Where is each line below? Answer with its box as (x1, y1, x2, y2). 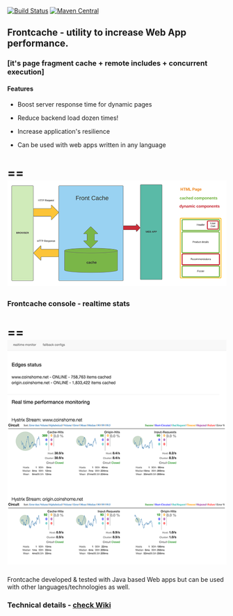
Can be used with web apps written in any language (17, 140, 166, 149)
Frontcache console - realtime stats (7, 299, 130, 309)
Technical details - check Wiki (7, 600, 111, 610)
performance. (7, 38, 69, 49)
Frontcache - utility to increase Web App (7, 26, 186, 38)
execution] (7, 67, 45, 77)
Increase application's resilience (17, 127, 110, 135)
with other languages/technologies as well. (7, 583, 130, 592)
